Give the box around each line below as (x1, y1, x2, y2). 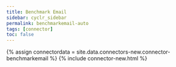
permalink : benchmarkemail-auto (6, 20, 89, 26)
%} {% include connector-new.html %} (50, 55, 148, 62)
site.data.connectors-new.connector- (76, 48, 170, 55)
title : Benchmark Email (6, 9, 67, 15)
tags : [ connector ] (6, 26, 53, 32)
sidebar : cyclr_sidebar (6, 15, 67, 21)
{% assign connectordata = (6, 48, 75, 55)
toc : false (6, 32, 34, 38)
